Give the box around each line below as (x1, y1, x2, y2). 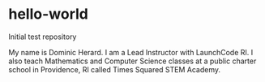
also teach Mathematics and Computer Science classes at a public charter (8, 56, 257, 66)
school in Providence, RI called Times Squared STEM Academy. (8, 64, 221, 74)
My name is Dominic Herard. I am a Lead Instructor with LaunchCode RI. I (8, 47, 254, 57)
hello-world (8, 5, 89, 24)
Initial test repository (8, 32, 77, 41)
